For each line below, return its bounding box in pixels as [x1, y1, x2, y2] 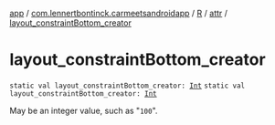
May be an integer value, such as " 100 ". [9, 105, 158, 116]
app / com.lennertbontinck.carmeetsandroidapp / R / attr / [9, 8, 228, 18]
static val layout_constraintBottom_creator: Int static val [9, 81, 246, 90]
